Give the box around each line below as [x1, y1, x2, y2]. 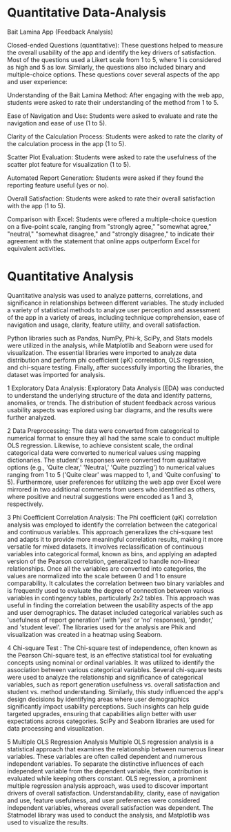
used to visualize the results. [7, 818, 88, 826]
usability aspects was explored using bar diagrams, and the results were [7, 405, 213, 414]
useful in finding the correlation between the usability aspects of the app [7, 601, 214, 609]
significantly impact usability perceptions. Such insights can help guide [7, 702, 209, 711]
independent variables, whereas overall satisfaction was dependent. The [7, 803, 214, 811]
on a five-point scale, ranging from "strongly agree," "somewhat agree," [7, 222, 212, 230]
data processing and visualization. [7, 724, 105, 732]
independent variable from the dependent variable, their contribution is [7, 767, 209, 775]
